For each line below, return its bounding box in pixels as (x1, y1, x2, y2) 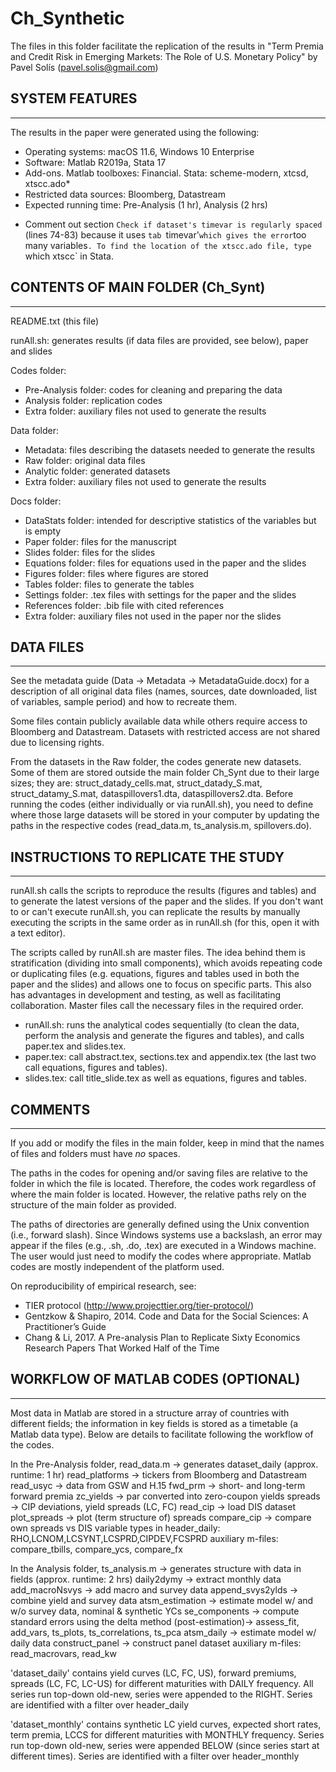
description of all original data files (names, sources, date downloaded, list (10, 685, 317, 697)
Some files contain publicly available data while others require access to (10, 715, 308, 727)
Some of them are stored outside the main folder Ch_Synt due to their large (10, 767, 320, 779)
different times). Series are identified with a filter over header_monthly (10, 1750, 300, 1762)
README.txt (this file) (10, 315, 100, 327)
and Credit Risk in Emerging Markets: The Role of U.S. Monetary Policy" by (10, 50, 318, 62)
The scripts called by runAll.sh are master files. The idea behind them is (10, 947, 306, 959)
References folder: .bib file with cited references (24, 599, 225, 611)
